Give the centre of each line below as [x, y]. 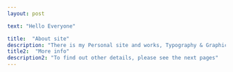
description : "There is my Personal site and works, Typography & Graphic [118, 45]
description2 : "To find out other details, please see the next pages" [113, 58]
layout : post [26, 13]
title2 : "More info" [38, 52]
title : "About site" [38, 39]
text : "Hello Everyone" [42, 26]
